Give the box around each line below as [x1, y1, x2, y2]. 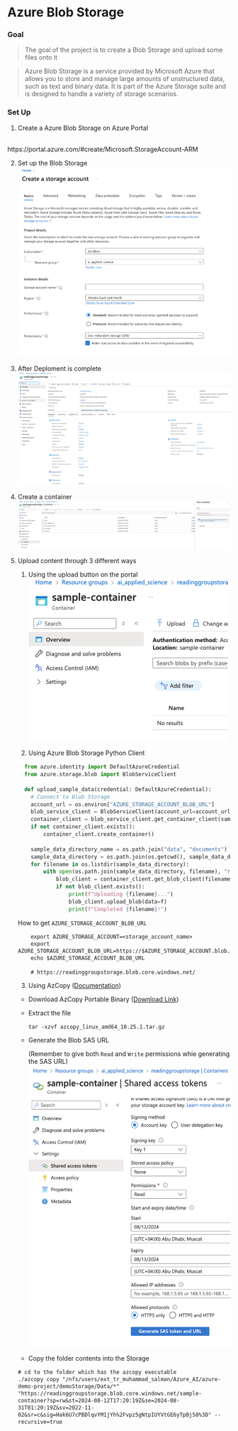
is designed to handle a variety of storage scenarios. [24, 89, 178, 98]
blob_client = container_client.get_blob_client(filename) [55, 876, 234, 883]
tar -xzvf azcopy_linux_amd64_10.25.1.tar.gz [28, 1023, 165, 1030]
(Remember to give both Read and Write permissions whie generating [28, 1049, 230, 1058]
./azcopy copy [17, 1376, 59, 1383]
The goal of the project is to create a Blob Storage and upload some [24, 45, 223, 54]
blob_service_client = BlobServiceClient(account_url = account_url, [30, 808, 234, 815]
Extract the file [28, 1008, 72, 1017]
